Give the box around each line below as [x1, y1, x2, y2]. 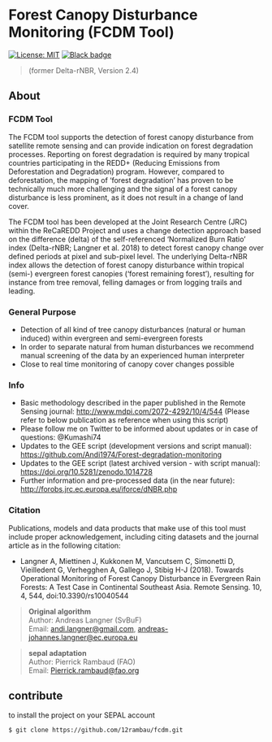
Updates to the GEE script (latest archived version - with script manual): [19, 458, 261, 468]
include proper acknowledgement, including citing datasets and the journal [8, 532, 259, 541]
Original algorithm [28, 606, 92, 616]
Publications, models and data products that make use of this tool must [8, 523, 246, 533]
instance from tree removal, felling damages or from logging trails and [8, 277, 242, 287]
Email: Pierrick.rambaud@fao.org [28, 665, 140, 675]
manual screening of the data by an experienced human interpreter [19, 350, 245, 360]
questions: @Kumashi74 [19, 432, 101, 442]
